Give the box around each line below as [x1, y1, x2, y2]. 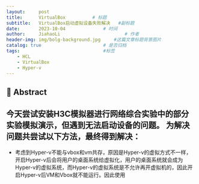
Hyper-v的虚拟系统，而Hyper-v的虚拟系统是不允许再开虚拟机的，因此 [14, 164, 188, 171]
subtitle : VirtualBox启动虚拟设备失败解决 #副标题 [6, 20, 135, 26]
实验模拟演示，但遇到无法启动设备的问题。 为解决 [6, 120, 190, 130]
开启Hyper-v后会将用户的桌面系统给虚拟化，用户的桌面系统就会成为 [14, 156, 183, 163]
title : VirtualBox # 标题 [6, 14, 107, 20]
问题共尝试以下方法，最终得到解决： [6, 132, 141, 142]
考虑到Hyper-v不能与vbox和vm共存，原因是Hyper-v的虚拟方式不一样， [14, 149, 192, 156]
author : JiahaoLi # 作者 [6, 31, 139, 37]
